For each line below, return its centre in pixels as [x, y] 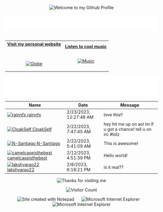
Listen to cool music [86, 47]
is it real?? [114, 167]
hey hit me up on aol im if [129, 124]
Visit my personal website [34, 44]
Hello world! [115, 155]
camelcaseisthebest [27, 158]
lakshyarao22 [21, 170]
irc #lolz [112, 134]
